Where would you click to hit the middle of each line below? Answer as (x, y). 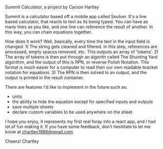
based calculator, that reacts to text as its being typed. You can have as (77, 22)
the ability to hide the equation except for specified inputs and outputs (82, 102)
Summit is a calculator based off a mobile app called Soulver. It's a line (76, 16)
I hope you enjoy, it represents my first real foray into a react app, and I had (80, 121)
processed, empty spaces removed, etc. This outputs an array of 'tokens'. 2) (82, 52)
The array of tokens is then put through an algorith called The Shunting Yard (81, 57)
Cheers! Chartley (22, 141)
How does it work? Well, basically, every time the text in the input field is (77, 41)
